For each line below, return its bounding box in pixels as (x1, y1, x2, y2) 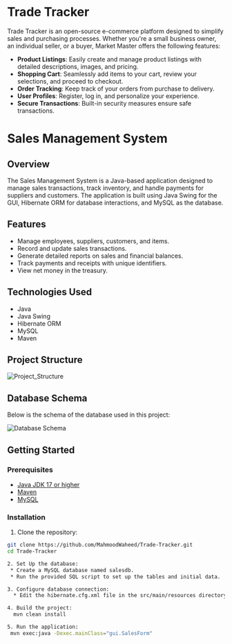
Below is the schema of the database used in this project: (7, 410, 171, 419)
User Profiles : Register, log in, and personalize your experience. (17, 91, 200, 100)
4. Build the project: (7, 605, 72, 612)
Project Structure (7, 354, 83, 366)
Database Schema (7, 392, 88, 404)
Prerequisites (7, 464, 53, 474)
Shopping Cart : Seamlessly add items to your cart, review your (17, 70, 197, 78)
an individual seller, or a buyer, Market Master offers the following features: (7, 41, 221, 50)
